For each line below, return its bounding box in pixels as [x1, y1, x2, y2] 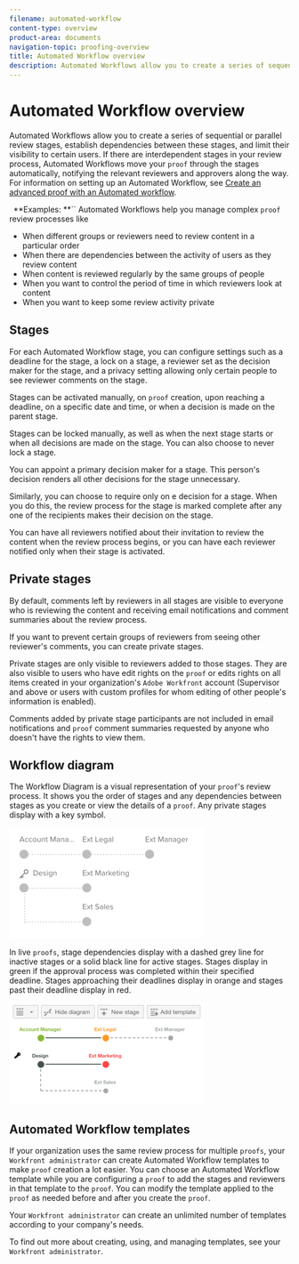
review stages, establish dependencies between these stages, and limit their [9, 139, 290, 150]
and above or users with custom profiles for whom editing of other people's [9, 686, 287, 697]
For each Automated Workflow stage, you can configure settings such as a [9, 346, 283, 357]
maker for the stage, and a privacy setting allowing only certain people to [9, 365, 278, 375]
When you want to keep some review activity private [21, 296, 215, 307]
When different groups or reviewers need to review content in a [21, 230, 255, 241]
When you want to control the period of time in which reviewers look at [21, 278, 282, 288]
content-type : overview [9, 23, 98, 33]
